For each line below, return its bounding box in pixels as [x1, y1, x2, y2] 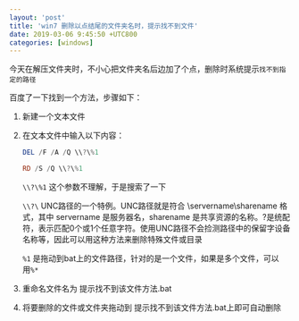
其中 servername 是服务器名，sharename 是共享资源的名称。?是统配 [37, 212, 290, 222]
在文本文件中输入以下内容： [21, 131, 125, 141]
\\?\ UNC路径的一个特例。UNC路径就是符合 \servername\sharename [21, 200, 278, 211]
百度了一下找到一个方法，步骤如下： [9, 92, 143, 103]
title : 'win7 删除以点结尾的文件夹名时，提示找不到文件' [9, 21, 199, 30]
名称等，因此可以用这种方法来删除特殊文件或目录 [21, 234, 203, 244]
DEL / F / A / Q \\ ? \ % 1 [21, 148, 99, 157]
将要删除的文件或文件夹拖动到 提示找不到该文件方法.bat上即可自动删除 [21, 302, 281, 313]
